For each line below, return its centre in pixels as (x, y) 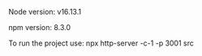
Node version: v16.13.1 (45, 12)
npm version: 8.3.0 (40, 27)
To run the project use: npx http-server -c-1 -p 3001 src (101, 43)
